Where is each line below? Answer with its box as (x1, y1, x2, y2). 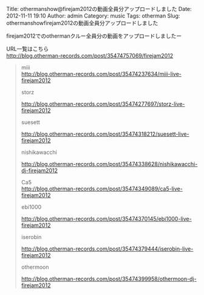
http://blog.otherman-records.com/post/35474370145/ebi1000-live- (21, 215, 192, 222)
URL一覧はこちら (6, 45, 49, 52)
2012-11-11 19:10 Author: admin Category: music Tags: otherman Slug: (6, 12, 180, 19)
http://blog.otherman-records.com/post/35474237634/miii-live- (21, 71, 182, 77)
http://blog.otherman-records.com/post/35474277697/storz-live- (21, 100, 185, 108)
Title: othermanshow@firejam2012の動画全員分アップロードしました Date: (6, 5, 192, 12)
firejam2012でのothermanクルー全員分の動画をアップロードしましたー (6, 32, 182, 40)
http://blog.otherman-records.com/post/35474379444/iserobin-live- (21, 245, 194, 252)
